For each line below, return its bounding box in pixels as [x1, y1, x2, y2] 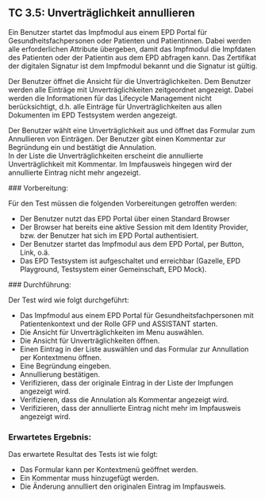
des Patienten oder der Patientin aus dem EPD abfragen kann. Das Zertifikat [8, 52, 256, 62]
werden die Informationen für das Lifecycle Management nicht [8, 93, 212, 102]
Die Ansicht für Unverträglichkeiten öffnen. [19, 336, 160, 345]
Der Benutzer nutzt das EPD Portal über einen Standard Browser [19, 213, 230, 223]
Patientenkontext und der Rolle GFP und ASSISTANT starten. [19, 319, 218, 328]
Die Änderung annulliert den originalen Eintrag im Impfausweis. [19, 482, 226, 491]
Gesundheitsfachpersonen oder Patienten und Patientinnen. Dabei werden [8, 36, 252, 45]
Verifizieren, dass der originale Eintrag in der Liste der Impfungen [19, 378, 234, 387]
